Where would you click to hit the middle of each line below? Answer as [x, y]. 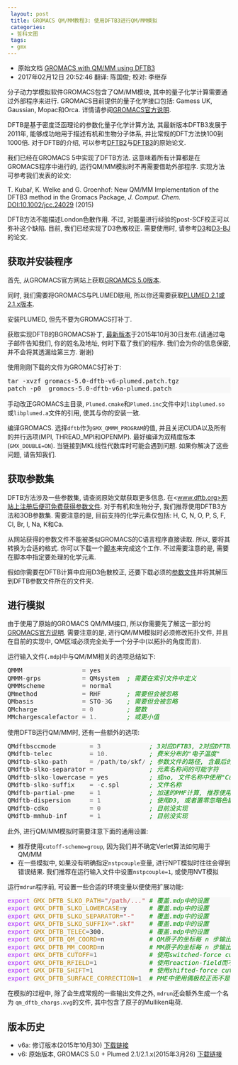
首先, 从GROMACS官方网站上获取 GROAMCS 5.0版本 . [84, 280]
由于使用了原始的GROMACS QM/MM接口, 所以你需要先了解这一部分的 [109, 624]
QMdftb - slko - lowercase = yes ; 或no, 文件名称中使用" [116, 777]
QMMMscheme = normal [60, 686]
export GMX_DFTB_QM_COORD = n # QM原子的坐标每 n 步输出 [119, 939]
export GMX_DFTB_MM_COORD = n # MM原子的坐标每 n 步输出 [119, 947]
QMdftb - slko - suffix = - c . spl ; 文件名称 [95, 785]
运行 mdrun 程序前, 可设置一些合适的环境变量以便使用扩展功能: [96, 886]
